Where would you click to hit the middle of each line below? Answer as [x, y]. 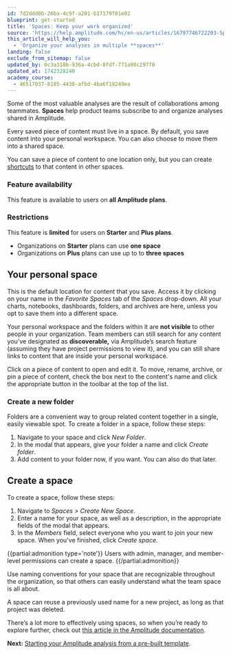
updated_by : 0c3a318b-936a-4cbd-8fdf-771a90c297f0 [81, 65]
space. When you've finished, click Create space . [87, 540]
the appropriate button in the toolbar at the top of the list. [88, 383]
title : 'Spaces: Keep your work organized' [70, 26]
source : [18, 33]
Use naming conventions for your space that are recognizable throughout [111, 574]
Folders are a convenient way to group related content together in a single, [113, 416]
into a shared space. [36, 146]
